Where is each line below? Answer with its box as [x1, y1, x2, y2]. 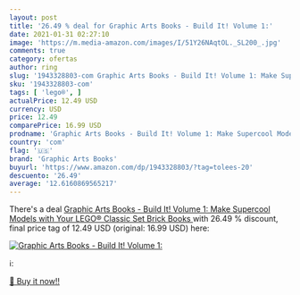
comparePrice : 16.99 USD [9, 122, 102, 131]
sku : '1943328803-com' [9, 80, 94, 88]
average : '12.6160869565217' [9, 180, 118, 189]
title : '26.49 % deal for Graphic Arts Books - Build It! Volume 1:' [9, 21, 274, 30]
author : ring [9, 63, 58, 72]
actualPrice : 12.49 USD [9, 96, 98, 105]
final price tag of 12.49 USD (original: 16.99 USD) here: [9, 223, 210, 233]
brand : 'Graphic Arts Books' [9, 154, 118, 164]
